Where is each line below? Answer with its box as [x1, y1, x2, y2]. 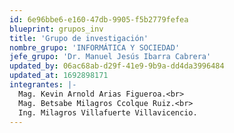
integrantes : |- [9, 80, 77, 90]
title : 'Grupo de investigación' [9, 33, 149, 43]
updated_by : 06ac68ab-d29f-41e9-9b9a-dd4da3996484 [9, 61, 225, 71]
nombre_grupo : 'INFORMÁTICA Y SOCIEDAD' [9, 42, 181, 53]
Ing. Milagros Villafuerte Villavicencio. [18, 107, 198, 118]
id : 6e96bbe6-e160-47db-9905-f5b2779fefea [9, 14, 189, 25]
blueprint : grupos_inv [9, 24, 104, 34]
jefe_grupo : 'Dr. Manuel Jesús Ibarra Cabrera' [9, 52, 212, 62]
